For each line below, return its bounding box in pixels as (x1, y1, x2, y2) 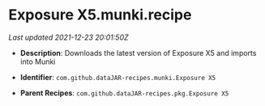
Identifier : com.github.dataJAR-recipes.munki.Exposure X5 (19, 72, 216, 82)
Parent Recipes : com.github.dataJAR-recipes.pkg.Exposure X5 (19, 87, 229, 98)
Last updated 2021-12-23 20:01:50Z (8, 32, 129, 42)
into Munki (19, 57, 56, 66)
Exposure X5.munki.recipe (8, 6, 192, 24)
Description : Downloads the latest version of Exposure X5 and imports (19, 48, 257, 57)
